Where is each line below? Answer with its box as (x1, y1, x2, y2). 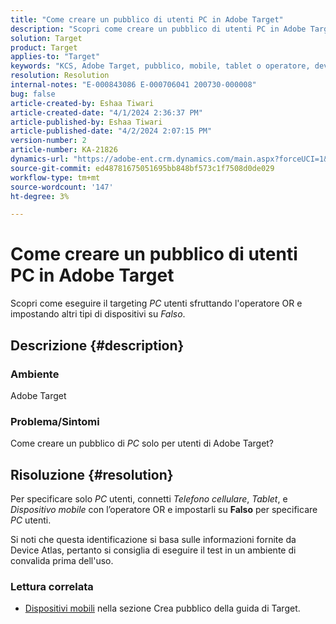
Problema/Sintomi (10, 414, 100, 428)
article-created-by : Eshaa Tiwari (10, 98, 155, 108)
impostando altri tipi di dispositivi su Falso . (10, 308, 186, 320)
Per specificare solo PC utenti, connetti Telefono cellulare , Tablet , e (10, 492, 288, 505)
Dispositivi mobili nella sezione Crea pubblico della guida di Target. (24, 602, 301, 615)
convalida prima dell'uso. (10, 554, 114, 566)
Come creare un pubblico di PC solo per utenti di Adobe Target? (10, 437, 275, 450)
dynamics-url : (10, 154, 70, 164)
